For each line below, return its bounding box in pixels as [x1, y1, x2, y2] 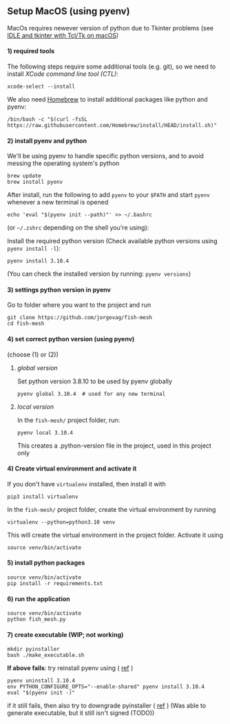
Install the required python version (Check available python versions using [7, 237, 218, 245]
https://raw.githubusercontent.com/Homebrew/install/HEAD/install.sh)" [7, 122, 217, 129]
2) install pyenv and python [7, 136, 87, 144]
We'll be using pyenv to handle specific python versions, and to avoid [7, 152, 205, 160]
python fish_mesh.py [7, 616, 67, 623]
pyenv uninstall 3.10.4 [7, 677, 76, 685]
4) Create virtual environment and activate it [7, 464, 137, 473]
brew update [7, 173, 41, 180]
